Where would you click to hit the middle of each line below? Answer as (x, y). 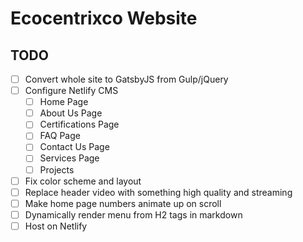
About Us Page (71, 113)
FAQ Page (60, 136)
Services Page (69, 158)
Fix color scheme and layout (83, 181)
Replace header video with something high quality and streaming (158, 192)
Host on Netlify (56, 226)
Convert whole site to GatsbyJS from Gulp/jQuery (126, 79)
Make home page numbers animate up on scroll (123, 203)
